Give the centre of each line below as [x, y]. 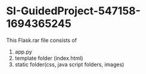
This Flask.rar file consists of [42, 40]
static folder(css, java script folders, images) [69, 64]
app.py [24, 51]
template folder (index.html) [49, 58]
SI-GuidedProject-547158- [74, 11]
